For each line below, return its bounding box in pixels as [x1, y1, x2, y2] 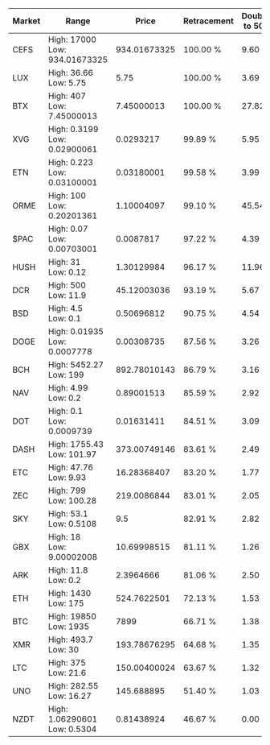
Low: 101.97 [47, 449, 97, 460]
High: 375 [47, 657, 87, 668]
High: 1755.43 [47, 439, 104, 449]
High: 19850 [47, 611, 96, 622]
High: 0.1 [47, 406, 83, 416]
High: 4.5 [47, 303, 83, 313]
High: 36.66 [47, 68, 94, 78]
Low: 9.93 [47, 472, 87, 482]
